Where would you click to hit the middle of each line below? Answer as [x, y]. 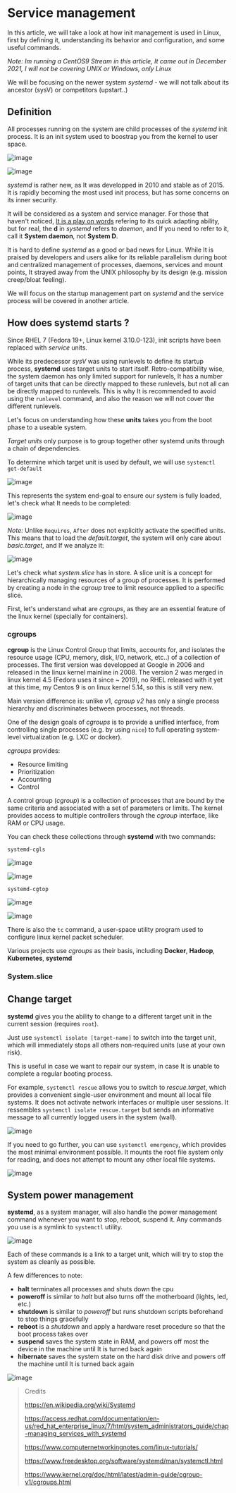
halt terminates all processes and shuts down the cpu [95, 1289]
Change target [40, 999]
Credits [35, 1391]
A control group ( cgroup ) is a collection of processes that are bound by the [116, 800]
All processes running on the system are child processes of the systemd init [117, 129]
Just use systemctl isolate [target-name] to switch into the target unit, [112, 1037]
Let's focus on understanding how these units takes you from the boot [110, 419]
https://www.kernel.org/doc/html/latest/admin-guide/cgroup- [113, 1475]
